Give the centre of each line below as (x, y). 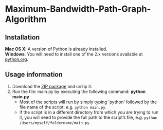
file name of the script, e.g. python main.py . (63, 107)
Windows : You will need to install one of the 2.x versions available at (74, 54)
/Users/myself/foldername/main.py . (55, 122)
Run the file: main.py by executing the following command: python (79, 92)
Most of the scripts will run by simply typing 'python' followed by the (88, 102)
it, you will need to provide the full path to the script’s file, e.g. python (88, 117)
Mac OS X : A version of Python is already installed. (56, 49)
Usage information (34, 75)
